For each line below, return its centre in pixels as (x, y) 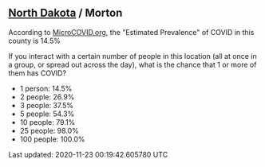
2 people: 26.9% (47, 97)
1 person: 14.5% (46, 88)
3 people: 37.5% (47, 105)
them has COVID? (37, 73)
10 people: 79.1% (47, 122)
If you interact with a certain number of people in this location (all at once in (132, 56)
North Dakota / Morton (65, 13)
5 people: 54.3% (47, 114)
